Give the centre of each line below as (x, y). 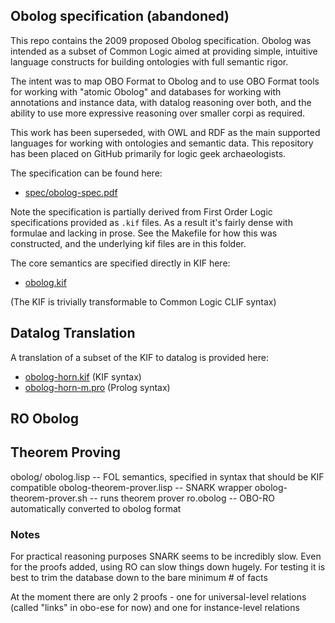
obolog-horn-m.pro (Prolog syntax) (97, 387)
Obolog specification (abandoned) (120, 16)
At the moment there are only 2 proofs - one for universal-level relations (158, 597)
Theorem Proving (65, 452)
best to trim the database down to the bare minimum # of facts (139, 578)
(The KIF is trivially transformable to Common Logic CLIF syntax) (143, 301)
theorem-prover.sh (49, 498)
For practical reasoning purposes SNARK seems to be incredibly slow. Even (166, 556)
